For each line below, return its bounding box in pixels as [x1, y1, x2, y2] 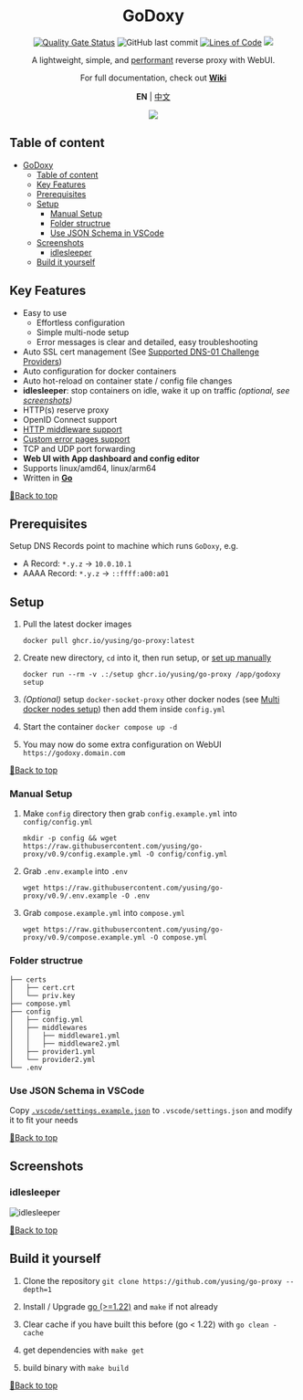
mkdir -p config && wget [22, 834, 118, 843]
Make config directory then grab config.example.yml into [22, 808, 237, 819]
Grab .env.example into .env [22, 866, 128, 877]
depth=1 [22, 1285, 52, 1294]
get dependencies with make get [22, 1344, 144, 1355]
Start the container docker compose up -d [22, 721, 178, 732]
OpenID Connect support [22, 414, 118, 425]
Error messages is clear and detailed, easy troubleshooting [36, 336, 258, 347]
